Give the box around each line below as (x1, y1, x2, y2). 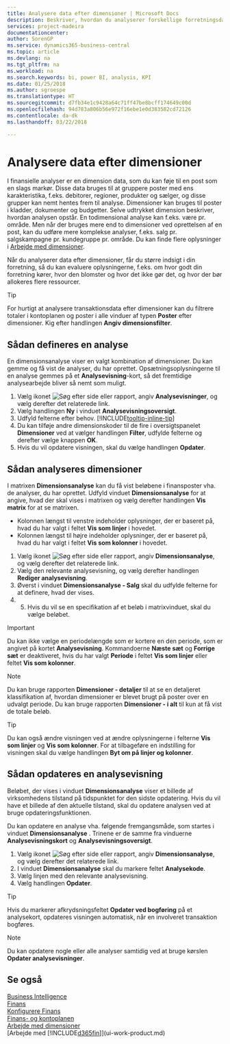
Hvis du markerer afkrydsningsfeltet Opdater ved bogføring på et (7, 905, 193, 913)
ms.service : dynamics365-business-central (7, 42, 130, 49)
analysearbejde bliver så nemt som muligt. (7, 379, 127, 387)
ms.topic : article (7, 49, 60, 56)
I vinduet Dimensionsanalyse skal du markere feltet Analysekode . (16, 864, 205, 872)
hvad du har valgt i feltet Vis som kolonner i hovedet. (16, 538, 168, 547)
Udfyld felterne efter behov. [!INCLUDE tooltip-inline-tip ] (16, 414, 175, 422)
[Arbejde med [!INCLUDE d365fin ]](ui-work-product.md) (7, 1028, 166, 1037)
